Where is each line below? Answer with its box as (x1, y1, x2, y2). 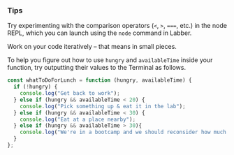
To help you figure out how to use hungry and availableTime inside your (7, 56, 213, 64)
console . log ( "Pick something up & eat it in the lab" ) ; (20, 103, 187, 110)
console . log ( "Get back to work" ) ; (20, 90, 120, 97)
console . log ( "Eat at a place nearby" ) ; (20, 116, 136, 123)
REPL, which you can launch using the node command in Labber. (7, 29, 192, 37)
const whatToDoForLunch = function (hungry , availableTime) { (7, 77, 192, 84)
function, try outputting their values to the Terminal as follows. (7, 64, 187, 72)
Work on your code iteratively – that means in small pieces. (7, 43, 177, 51)
